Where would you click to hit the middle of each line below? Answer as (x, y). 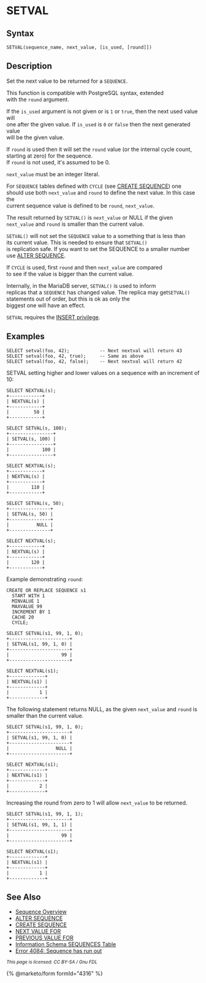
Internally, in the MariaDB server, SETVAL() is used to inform (81, 285)
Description (29, 66)
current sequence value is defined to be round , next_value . (80, 206)
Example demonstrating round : (45, 579)
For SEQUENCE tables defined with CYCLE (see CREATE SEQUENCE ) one (94, 186)
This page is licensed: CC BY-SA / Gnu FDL (52, 962)
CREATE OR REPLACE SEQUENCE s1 (46, 590)
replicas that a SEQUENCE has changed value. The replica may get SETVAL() (98, 292)
